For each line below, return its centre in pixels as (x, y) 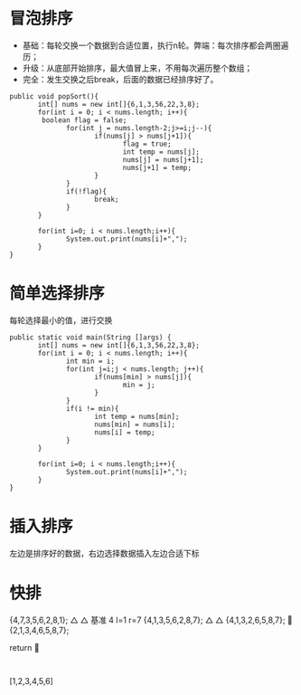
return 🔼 (24, 647)
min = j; (139, 385)
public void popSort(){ (54, 96)
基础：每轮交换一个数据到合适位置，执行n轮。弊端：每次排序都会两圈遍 (155, 45)
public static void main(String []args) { (90, 337)
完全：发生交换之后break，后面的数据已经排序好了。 (120, 79)
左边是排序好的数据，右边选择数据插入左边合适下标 (104, 553)
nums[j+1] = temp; (157, 167)
